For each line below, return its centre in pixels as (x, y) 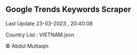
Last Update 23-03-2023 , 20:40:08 (49, 23)
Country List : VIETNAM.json (40, 35)
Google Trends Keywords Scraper (68, 10)
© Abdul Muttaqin (27, 46)
